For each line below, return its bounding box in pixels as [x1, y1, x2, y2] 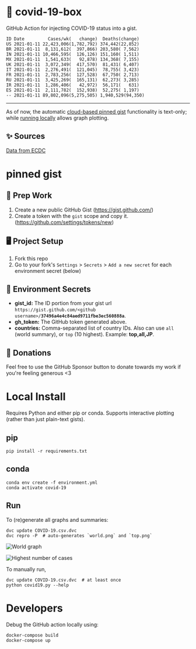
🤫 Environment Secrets [6, 284, 92, 294]
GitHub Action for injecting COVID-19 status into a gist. [6, 25, 138, 32]
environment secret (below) [14, 267, 82, 274]
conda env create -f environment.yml [6, 480, 98, 486]
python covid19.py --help [6, 582, 69, 588]
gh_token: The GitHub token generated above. [14, 319, 127, 326]
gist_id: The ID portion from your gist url [14, 300, 112, 307]
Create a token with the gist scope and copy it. [14, 212, 128, 219]
